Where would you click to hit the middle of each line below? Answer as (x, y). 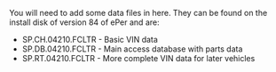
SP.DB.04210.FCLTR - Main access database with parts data (132, 49)
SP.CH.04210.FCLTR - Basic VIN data (90, 40)
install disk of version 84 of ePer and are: (84, 22)
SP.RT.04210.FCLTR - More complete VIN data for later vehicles (138, 58)
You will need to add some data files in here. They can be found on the (138, 13)
